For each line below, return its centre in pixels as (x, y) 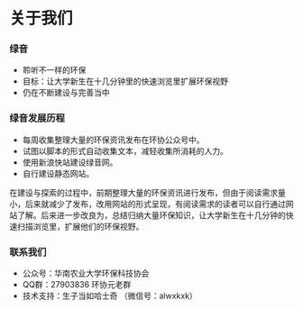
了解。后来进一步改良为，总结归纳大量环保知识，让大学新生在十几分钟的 (151, 215)
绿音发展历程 (37, 118)
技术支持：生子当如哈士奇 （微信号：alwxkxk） (110, 296)
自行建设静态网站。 (58, 173)
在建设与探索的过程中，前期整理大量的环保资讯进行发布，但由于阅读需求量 (147, 192)
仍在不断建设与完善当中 (66, 93)
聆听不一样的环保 (54, 70)
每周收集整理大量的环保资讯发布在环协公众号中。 (113, 140)
